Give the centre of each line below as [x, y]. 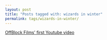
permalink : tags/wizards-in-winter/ [42, 19]
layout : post [18, 10]
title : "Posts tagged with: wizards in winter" [54, 14]
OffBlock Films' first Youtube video [40, 33]
